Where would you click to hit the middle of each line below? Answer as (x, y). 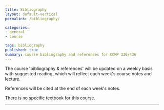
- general (15, 32)
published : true (21, 50)
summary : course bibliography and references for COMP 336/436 (71, 54)
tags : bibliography (25, 45)
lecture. (13, 79)
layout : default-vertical (31, 14)
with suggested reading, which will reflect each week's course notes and (79, 73)
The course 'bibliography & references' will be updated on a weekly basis (79, 68)
